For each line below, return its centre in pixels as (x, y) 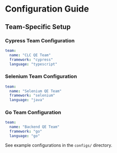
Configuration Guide (47, 9)
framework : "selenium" (32, 95)
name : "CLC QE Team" (30, 55)
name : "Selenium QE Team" (36, 91)
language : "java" (27, 100)
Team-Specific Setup (38, 27)
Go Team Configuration (33, 112)
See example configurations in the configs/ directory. (59, 145)
